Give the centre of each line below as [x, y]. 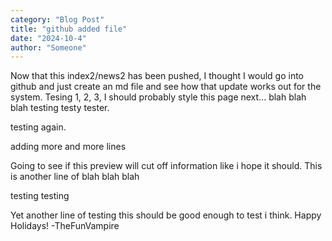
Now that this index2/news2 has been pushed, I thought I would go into [157, 76]
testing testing [40, 196]
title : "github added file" [69, 29]
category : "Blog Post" [57, 19]
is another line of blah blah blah [75, 177]
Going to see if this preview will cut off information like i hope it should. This [166, 166]
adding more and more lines [68, 147]
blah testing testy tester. [60, 108]
